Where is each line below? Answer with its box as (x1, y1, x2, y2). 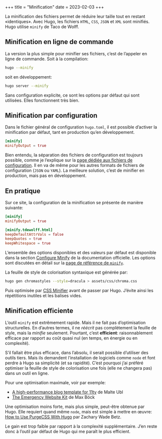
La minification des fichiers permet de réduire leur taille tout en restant (5, 14, 146, 19)
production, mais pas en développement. (5, 173, 87, 179)
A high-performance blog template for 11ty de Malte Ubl (12, 389, 123, 395)
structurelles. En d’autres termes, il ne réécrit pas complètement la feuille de (5, 325, 157, 330)
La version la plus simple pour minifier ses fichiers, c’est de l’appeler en (5, 50, 147, 56)
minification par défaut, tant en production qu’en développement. (5, 130, 135, 135)
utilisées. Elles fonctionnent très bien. (5, 97, 80, 103)
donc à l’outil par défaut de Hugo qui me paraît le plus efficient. (5, 428, 131, 434)
